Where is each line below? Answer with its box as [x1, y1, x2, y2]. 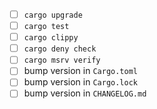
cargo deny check [23, 44, 97, 54]
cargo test [23, 22, 70, 32]
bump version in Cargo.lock [23, 76, 139, 88]
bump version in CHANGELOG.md [23, 87, 147, 99]
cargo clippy [23, 33, 79, 43]
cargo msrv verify [23, 55, 101, 66]
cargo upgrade [23, 10, 83, 20]
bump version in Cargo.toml [23, 65, 139, 77]
